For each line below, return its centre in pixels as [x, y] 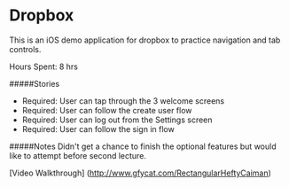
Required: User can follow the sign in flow [98, 129]
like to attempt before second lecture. [78, 155]
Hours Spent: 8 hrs [43, 66]
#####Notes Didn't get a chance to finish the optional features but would [143, 146]
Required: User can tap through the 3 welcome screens [123, 101]
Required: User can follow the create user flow [107, 110]
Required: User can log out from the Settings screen [117, 120]
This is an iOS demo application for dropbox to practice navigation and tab [145, 40]
